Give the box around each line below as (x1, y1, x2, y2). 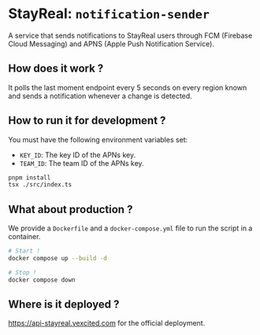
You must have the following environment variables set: (8, 134, 188, 144)
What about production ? (8, 202, 133, 216)
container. (8, 232, 41, 241)
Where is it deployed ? (8, 298, 120, 311)
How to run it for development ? (8, 114, 166, 127)
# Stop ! (8, 268, 37, 276)
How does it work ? (8, 62, 104, 75)
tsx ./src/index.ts (8, 181, 72, 189)
